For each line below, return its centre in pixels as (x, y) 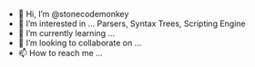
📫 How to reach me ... (60, 53)
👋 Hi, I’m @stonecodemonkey (73, 14)
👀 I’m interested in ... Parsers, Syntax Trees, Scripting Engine (132, 24)
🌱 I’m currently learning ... (66, 33)
